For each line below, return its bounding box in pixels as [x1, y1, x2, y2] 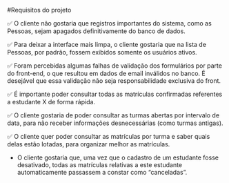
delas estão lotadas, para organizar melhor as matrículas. [7, 140, 170, 148]
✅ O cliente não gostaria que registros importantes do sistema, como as [7, 19, 212, 27]
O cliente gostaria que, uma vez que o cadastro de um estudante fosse [17, 153, 219, 162]
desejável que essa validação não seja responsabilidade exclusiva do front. [7, 77, 221, 85]
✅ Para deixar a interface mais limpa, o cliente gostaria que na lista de [7, 41, 207, 48]
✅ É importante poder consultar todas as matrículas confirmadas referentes [7, 90, 223, 98]
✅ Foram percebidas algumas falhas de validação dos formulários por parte [7, 61, 223, 70]
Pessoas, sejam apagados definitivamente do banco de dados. [7, 27, 186, 35]
